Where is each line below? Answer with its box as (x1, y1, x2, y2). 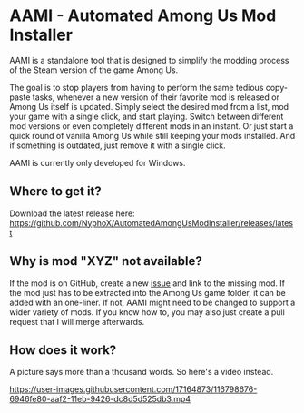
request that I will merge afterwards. (9, 316, 145, 327)
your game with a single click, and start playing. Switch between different (9, 111, 284, 122)
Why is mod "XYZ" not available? (9, 253, 202, 269)
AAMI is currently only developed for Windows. (9, 157, 186, 168)
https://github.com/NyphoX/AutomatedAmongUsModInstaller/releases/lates (9, 217, 293, 228)
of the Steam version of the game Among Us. (9, 64, 179, 75)
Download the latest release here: (9, 208, 135, 219)
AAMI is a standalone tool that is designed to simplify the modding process (9, 54, 289, 65)
